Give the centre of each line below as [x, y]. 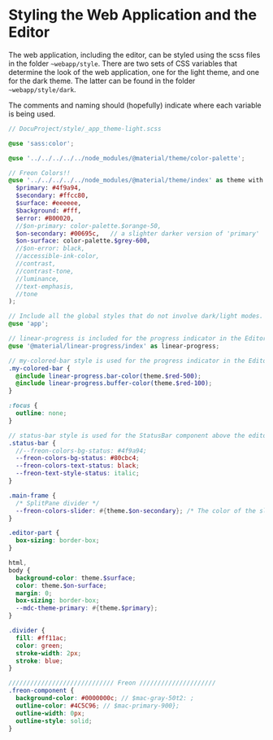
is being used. [32, 114]
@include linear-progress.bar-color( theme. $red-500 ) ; [108, 376]
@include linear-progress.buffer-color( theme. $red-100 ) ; [114, 383]
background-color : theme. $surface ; [76, 578]
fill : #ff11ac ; [41, 638]
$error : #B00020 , [45, 218]
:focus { [23, 406]
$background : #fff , [49, 210]
